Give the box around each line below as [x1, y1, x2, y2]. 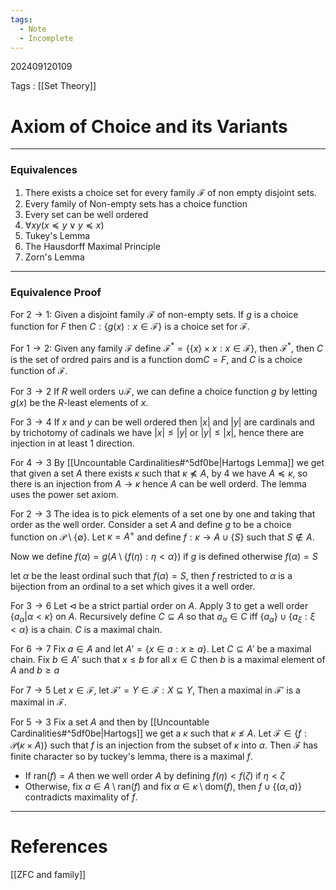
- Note [19, 24, 47, 34]
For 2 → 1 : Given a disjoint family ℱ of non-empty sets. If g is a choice [10, 308, 299, 320]
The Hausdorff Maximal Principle [24, 240, 161, 252]
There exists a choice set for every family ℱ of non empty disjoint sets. [24, 186, 317, 198]
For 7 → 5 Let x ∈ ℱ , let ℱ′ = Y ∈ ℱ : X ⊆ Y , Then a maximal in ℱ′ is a [10, 684, 301, 696]
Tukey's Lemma [24, 229, 91, 241]
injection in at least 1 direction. [10, 437, 135, 449]
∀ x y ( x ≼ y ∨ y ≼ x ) [24, 219, 105, 231]
